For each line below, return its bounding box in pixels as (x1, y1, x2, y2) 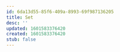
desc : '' (6, 20, 28, 26)
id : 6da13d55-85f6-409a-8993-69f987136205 (6, 8, 114, 15)
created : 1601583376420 (6, 31, 66, 37)
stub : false (6, 36, 36, 42)
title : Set (6, 14, 34, 20)
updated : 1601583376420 (6, 25, 66, 32)
